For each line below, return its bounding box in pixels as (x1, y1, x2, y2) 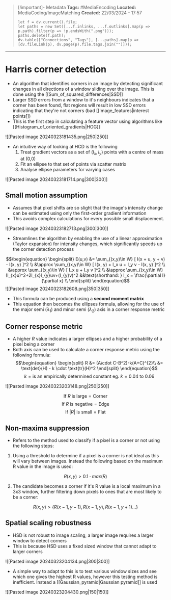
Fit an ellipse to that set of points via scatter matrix (20, 161, 127, 167)
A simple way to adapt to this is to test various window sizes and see (12, 568, 157, 574)
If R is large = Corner (63, 393, 108, 399)
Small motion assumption (5, 191, 88, 200)
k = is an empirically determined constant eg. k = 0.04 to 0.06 (24, 373, 155, 379)
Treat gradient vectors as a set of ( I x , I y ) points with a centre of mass (20, 149, 164, 156)
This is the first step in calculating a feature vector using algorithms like (12, 118, 163, 124)
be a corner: (12, 494, 39, 500)
